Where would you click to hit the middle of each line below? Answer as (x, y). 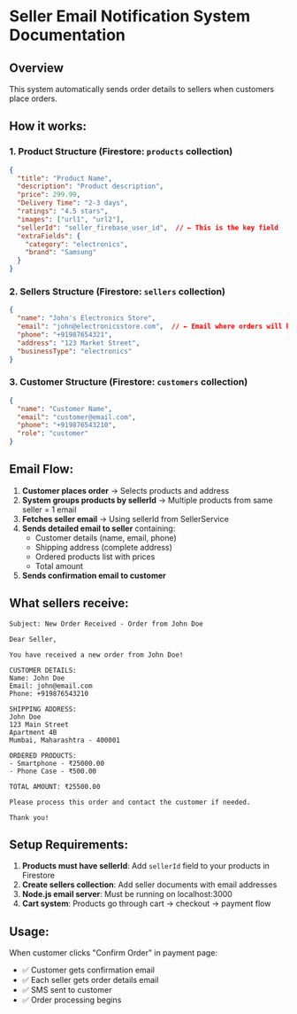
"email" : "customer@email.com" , (77, 417)
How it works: (48, 126)
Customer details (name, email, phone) (106, 537)
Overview (37, 68)
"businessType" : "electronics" (75, 351)
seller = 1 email (49, 509)
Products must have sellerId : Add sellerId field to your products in (145, 866)
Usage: (30, 931)
